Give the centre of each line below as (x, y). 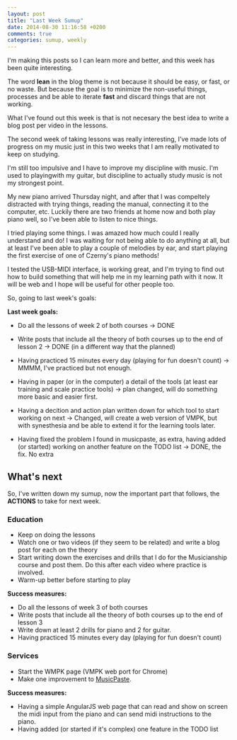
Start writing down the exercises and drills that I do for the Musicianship (122, 557)
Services (23, 656)
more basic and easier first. (57, 397)
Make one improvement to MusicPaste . (75, 679)
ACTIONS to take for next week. (54, 501)
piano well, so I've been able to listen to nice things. (82, 220)
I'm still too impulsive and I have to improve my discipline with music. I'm (113, 168)
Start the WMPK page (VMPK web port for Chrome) (93, 671)
